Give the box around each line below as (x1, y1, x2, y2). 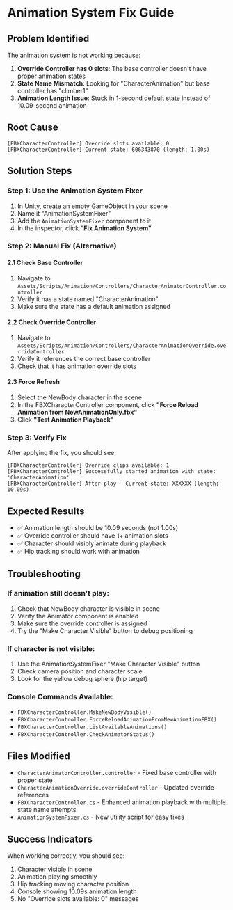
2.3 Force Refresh (7, 378, 61, 386)
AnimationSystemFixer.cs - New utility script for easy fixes (17, 813, 184, 822)
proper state (17, 776, 54, 784)
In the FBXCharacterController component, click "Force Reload (17, 401, 199, 409)
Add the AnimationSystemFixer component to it (17, 216, 152, 225)
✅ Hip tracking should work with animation (17, 548, 140, 556)
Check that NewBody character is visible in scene (17, 604, 160, 613)
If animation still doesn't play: (7, 589, 110, 598)
